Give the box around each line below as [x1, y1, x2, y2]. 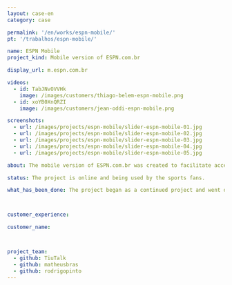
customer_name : [7, 224, 51, 231]
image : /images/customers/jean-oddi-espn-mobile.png [19, 105, 175, 112]
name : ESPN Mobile [7, 48, 60, 55]
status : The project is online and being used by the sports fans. [7, 174, 206, 181]
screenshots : [7, 117, 45, 124]
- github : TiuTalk [13, 255, 67, 262]
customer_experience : [7, 211, 70, 218]
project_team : [7, 248, 48, 255]
